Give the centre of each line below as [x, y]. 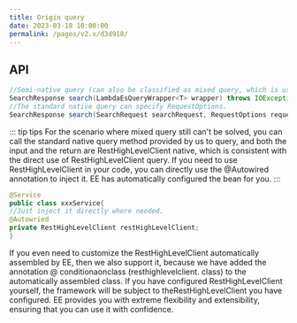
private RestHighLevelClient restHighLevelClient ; [104, 228]
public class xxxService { [57, 203]
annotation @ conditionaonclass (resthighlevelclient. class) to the [128, 272]
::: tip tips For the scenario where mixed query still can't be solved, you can [146, 131]
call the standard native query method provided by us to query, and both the [148, 141]
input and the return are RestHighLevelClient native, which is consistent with [148, 150]
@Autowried [29, 219]
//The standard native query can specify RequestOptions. [118, 106]
